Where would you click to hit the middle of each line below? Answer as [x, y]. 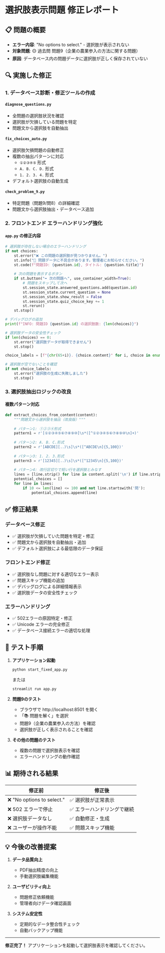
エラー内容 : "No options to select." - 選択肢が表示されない [71, 45]
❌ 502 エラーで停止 [30, 809]
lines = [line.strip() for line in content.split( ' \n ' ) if [76, 475]
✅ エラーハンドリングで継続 [102, 809]
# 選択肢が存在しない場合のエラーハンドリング [46, 246]
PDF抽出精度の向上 [39, 870]
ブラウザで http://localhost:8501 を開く [59, 709]
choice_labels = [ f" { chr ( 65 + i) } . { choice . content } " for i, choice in [78, 355]
